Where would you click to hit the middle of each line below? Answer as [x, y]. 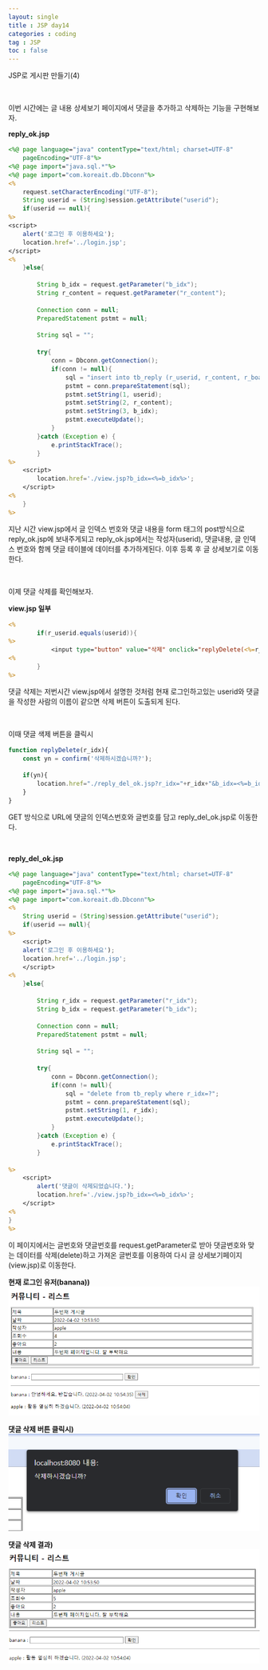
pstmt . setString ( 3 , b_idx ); [112, 411]
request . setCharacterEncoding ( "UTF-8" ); [91, 192]
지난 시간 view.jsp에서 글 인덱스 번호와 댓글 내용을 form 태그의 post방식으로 [127, 529]
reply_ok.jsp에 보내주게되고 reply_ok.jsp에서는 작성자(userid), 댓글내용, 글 [125, 539]
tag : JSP [25, 42]
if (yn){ [35, 775]
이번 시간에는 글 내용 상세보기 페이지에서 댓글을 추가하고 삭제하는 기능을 [120, 108]
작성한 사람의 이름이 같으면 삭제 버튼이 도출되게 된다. [99, 701]
